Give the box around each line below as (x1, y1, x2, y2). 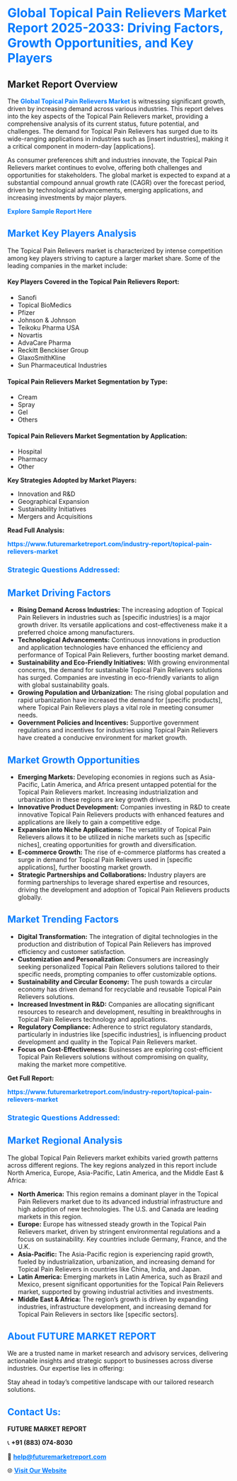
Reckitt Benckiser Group (17, 346, 89, 355)
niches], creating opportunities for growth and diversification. (17, 840, 197, 848)
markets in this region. (17, 1212, 83, 1221)
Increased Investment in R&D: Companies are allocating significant (17, 1000, 215, 1008)
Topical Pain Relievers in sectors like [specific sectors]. (17, 1310, 178, 1318)
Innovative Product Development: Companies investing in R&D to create (17, 802, 231, 811)
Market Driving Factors (7, 587, 111, 599)
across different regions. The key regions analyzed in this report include (7, 1160, 217, 1169)
